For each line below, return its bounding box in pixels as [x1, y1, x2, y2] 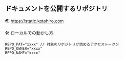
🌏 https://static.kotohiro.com [5, 18, 64, 24]
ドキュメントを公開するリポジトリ [5, 4, 108, 13]
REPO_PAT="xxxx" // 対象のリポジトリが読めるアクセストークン [5, 42, 120, 47]
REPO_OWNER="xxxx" [5, 46, 42, 51]
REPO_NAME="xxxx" [5, 50, 41, 55]
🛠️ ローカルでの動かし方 [5, 30, 54, 35]
